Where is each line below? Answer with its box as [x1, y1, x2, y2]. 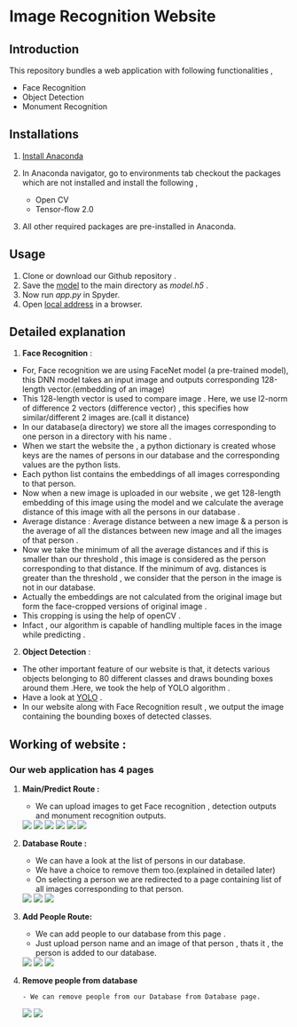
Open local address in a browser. [21, 299, 144, 309]
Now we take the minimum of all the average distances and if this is [21, 545, 269, 555]
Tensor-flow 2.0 [35, 203, 95, 214]
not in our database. [21, 582, 96, 593]
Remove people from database [21, 975, 138, 986]
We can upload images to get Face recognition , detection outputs [35, 801, 277, 812]
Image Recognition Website [9, 6, 216, 27]
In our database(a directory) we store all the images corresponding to [21, 422, 277, 433]
